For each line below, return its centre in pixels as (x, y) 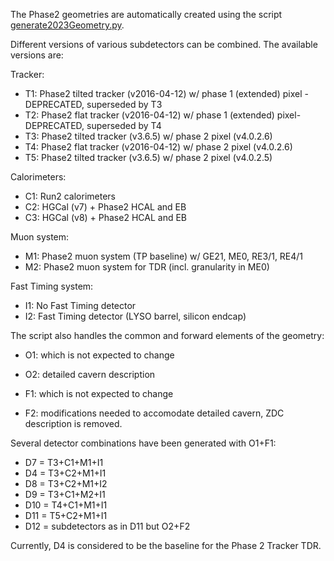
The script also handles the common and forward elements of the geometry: (167, 335)
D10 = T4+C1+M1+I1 (66, 505)
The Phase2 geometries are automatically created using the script (146, 14)
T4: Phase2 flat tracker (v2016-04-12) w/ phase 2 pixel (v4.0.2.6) (158, 147)
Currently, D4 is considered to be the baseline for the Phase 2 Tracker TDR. (166, 545)
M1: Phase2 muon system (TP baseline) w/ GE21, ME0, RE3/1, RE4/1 (164, 256)
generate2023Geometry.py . (67, 25)
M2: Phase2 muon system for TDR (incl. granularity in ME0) (147, 267)
